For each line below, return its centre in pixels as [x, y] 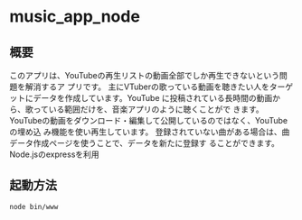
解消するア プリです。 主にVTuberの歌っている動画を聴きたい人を [147, 87]
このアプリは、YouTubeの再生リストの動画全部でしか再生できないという [145, 75]
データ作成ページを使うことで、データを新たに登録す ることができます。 [145, 143]
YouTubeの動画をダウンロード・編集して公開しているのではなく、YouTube [148, 120]
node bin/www [34, 206]
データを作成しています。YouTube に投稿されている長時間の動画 [153, 98]
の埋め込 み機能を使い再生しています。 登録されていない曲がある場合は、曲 [150, 132]
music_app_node [75, 17]
